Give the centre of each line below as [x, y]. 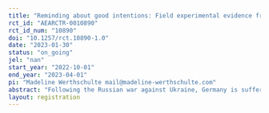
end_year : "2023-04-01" [48, 75]
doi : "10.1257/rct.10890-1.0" [59, 38]
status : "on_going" [41, 53]
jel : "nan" [26, 60]
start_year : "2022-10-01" [51, 68]
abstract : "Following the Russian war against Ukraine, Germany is [123, 90]
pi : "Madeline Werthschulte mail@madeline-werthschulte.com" [112, 82]
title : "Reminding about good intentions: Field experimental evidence [130, 16]
